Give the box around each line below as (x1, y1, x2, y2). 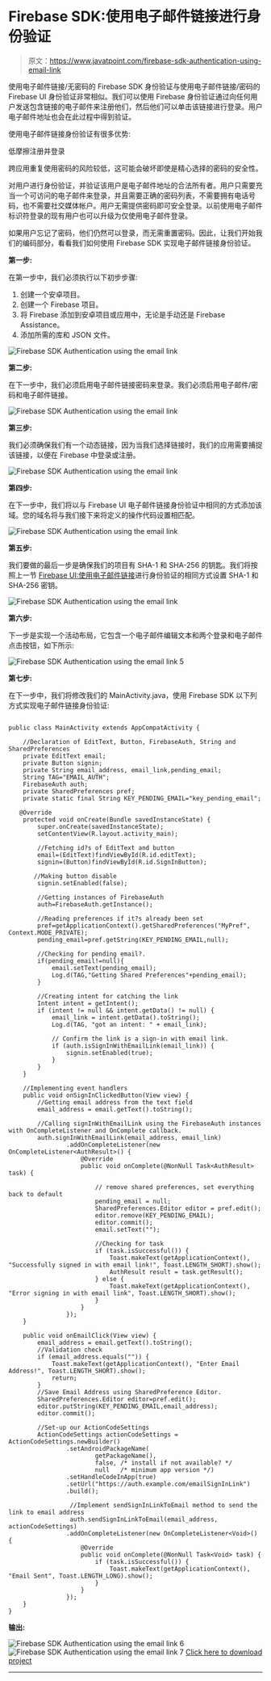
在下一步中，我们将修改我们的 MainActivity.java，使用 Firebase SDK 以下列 (8, 690, 258, 700)
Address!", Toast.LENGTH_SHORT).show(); (8, 1367, 147, 1375)
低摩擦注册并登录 (8, 146, 65, 156)
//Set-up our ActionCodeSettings (37, 1423, 150, 1431)
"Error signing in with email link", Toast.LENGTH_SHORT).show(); (8, 1289, 236, 1297)
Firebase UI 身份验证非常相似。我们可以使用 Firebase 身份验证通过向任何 (8, 91, 251, 101)
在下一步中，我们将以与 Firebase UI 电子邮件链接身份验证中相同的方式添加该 (8, 500, 262, 510)
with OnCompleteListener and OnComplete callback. (8, 1126, 182, 1135)
